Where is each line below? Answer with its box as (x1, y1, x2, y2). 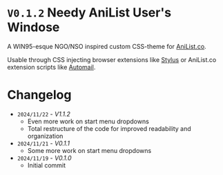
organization (27, 132, 64, 140)
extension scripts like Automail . (7, 63, 96, 71)
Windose (7, 19, 60, 35)
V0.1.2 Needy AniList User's (7, 5, 171, 21)
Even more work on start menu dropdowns (27, 117, 150, 125)
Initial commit (27, 161, 66, 169)
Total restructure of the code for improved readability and (27, 124, 191, 132)
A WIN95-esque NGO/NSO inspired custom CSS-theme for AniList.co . (7, 42, 206, 50)
